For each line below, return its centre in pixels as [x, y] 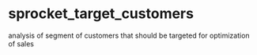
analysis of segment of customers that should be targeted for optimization [129, 35]
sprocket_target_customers [101, 14]
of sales [21, 43]
